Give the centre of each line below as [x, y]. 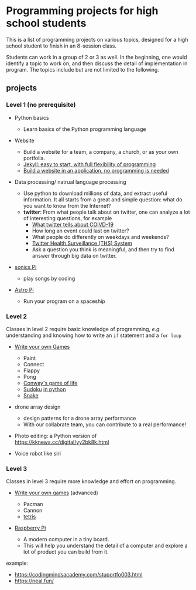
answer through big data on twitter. [74, 255]
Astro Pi [24, 289]
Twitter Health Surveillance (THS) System [82, 243]
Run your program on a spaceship [64, 301]
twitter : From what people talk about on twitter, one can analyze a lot [106, 212]
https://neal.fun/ [34, 581]
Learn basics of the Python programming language [85, 129]
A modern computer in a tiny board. [66, 540]
